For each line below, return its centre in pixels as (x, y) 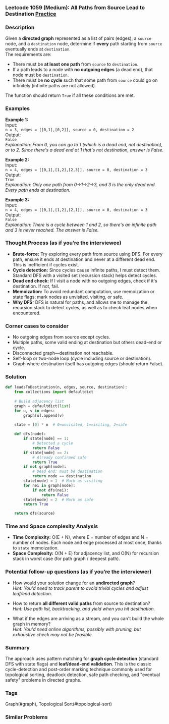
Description (20, 27)
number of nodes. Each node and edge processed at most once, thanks (87, 543)
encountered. (26, 313)
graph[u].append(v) (44, 415)
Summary (18, 647)
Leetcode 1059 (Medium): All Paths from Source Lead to (75, 8)
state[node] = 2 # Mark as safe (59, 499)
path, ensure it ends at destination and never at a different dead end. (84, 259)
